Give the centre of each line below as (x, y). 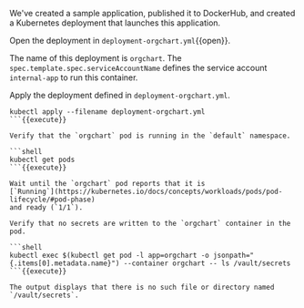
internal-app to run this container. (74, 77)
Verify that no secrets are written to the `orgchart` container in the (150, 223)
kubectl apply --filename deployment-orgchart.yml (107, 112)
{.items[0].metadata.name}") (65, 263)
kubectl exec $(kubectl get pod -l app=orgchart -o (109, 255)
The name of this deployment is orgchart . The (96, 58)
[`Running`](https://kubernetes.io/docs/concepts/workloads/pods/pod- (146, 191)
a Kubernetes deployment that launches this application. (115, 23)
